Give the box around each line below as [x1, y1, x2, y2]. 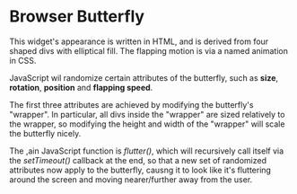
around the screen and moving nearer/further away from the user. [9, 173, 253, 185]
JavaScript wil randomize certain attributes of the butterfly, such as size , [9, 72, 279, 83]
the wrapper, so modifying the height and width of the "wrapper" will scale [9, 119, 285, 129]
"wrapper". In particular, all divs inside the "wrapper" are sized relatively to [9, 109, 285, 119]
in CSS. [9, 55, 37, 66]
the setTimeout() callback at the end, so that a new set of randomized [9, 154, 267, 165]
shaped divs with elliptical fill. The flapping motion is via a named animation [9, 45, 289, 56]
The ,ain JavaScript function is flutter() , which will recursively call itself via [9, 145, 284, 156]
